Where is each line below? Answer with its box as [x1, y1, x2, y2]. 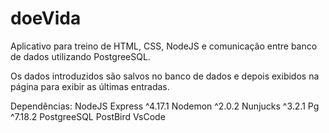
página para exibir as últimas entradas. [10, 80, 170, 92]
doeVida [10, 7, 82, 30]
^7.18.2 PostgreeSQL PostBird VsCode [10, 110, 166, 122]
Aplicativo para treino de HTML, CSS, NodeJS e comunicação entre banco [10, 40, 318, 52]
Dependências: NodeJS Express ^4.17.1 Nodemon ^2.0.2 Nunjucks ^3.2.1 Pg [10, 100, 320, 112]
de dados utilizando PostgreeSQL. [10, 50, 151, 62]
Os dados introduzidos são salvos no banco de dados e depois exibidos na [10, 70, 320, 82]
